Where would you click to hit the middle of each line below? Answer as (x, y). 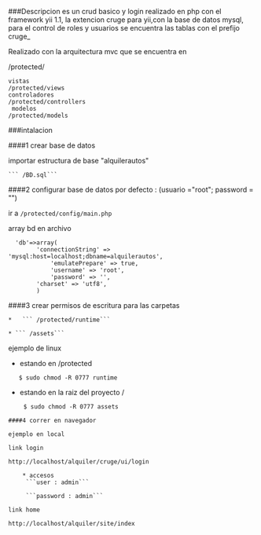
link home (24, 510)
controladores (31, 95)
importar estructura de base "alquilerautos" (79, 161)
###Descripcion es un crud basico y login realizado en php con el (115, 11)
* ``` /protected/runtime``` (59, 320)
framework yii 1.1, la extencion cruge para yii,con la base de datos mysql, (126, 20)
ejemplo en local (37, 434)
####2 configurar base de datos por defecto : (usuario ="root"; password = (131, 189)
